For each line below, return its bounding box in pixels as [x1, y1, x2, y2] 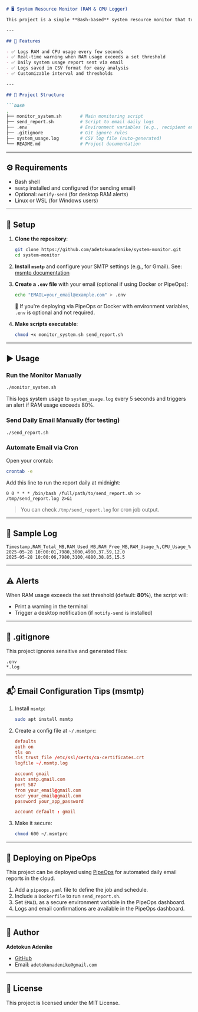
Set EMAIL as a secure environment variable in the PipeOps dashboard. [14, 898, 186, 905]
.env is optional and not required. [14, 309, 95, 316]
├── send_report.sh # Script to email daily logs [6, 119, 154, 125]
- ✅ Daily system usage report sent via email [6, 60, 124, 65]
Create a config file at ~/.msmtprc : [14, 727, 97, 734]
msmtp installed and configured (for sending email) [14, 184, 136, 192]
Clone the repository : [14, 235, 68, 242]
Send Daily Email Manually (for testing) [6, 416, 120, 424]
